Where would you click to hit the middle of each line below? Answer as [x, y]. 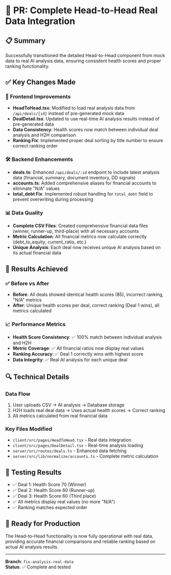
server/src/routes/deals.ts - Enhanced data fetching [69, 451]
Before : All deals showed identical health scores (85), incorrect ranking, [88, 294]
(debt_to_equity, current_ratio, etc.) [49, 242]
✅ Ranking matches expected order [50, 508]
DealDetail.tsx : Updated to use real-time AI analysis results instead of [86, 119]
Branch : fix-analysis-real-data [39, 561]
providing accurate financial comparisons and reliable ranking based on [80, 541]
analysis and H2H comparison [44, 135]
